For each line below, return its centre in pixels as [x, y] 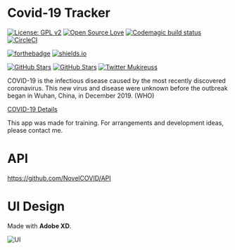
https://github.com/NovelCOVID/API [59, 178]
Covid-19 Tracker [59, 13]
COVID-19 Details [32, 109]
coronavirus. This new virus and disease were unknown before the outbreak [118, 88]
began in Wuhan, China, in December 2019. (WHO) [81, 96]
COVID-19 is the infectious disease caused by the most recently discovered [117, 80]
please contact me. [35, 130]
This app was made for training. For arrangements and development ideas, [115, 123]
